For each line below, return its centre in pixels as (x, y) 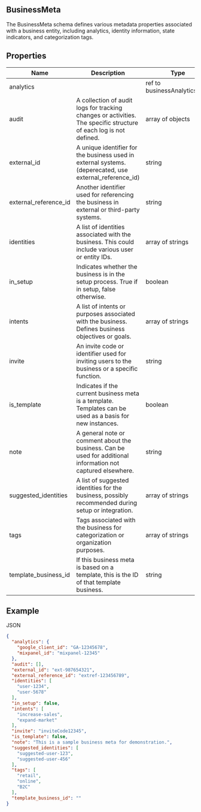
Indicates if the (97, 386)
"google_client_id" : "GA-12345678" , (63, 648)
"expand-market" (37, 720)
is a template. (95, 401)
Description (108, 73)
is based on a (95, 567)
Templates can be (101, 408)
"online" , (29, 781)
